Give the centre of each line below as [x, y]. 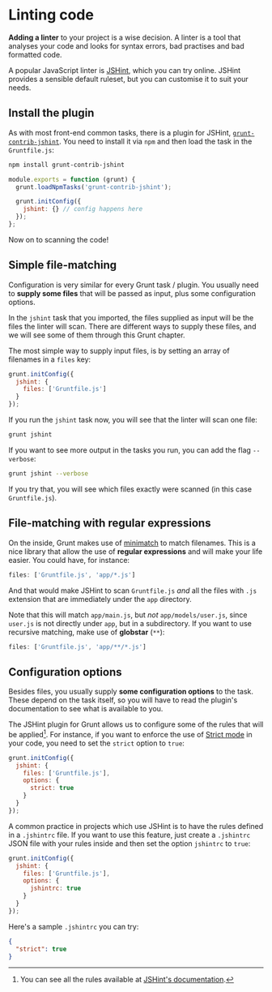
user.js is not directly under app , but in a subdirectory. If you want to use [130, 623]
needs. [20, 88]
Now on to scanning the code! [59, 239]
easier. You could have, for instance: [69, 560]
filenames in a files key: [50, 359]
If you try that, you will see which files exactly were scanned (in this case [130, 489]
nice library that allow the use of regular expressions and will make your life [136, 551]
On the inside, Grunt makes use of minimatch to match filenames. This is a [132, 543]
